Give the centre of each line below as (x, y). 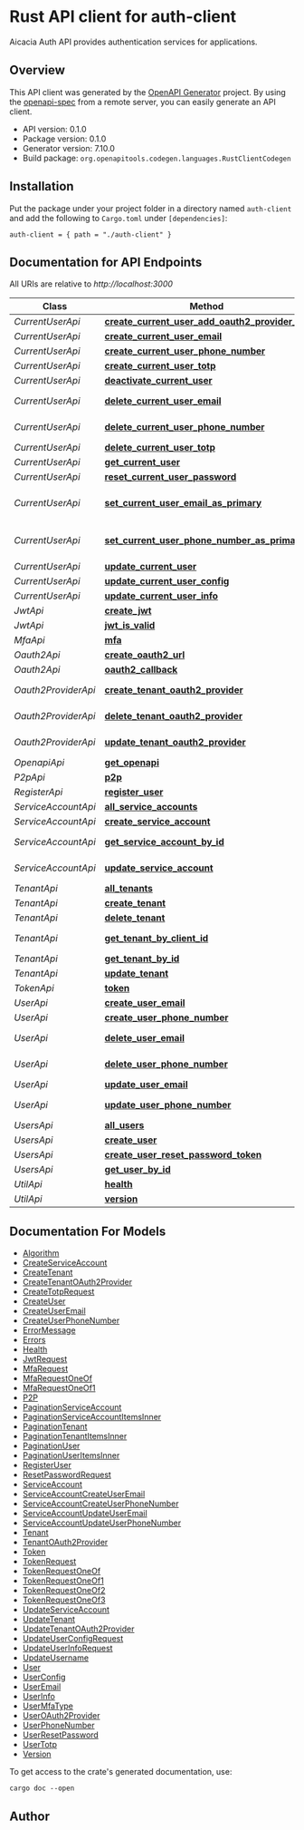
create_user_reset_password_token (183, 1155)
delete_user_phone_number (166, 1065)
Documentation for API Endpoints (106, 262)
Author (29, 1816)
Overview (38, 70)
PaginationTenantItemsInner (75, 1436)
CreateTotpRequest (58, 1292)
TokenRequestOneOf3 (64, 1600)
